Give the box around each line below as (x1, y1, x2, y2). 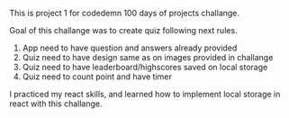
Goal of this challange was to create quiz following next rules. (9, 25, 238, 35)
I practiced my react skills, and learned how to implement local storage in (9, 89, 281, 99)
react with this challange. (9, 98, 103, 109)
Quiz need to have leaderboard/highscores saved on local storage (22, 62, 268, 72)
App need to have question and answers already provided (22, 42, 238, 53)
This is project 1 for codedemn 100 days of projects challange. (9, 8, 240, 18)
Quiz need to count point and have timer (22, 71, 173, 82)
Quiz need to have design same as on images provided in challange (22, 52, 274, 62)
